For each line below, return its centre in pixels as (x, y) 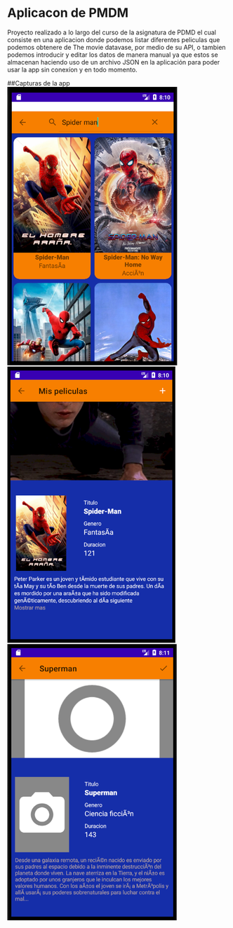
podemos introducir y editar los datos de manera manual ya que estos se (113, 55)
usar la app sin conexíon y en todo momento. (73, 69)
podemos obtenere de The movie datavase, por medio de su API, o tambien (116, 47)
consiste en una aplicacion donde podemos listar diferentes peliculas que (114, 39)
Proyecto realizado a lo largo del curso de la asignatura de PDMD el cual (112, 32)
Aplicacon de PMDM (68, 13)
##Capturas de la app (39, 83)
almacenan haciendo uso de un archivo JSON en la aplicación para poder (113, 62)
